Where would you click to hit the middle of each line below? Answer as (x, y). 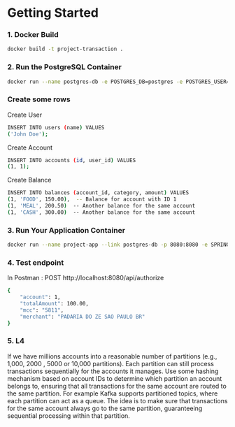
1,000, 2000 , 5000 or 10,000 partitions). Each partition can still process (111, 363)
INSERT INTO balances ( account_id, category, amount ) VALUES (98, 193)
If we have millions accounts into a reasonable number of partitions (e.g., (112, 356)
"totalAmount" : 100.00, (55, 304)
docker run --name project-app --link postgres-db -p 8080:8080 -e (108, 245)
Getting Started (53, 13)
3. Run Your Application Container (66, 230)
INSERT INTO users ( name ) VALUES (56, 127)
